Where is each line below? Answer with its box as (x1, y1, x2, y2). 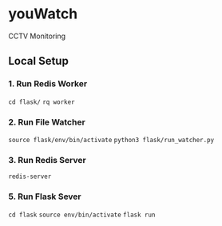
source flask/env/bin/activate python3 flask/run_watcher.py (8, 136, 214, 144)
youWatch (8, 5, 78, 23)
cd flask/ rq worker (8, 97, 75, 106)
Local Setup (8, 54, 69, 68)
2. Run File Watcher (8, 117, 85, 128)
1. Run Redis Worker (8, 78, 88, 89)
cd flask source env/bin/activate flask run (8, 211, 156, 219)
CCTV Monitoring (8, 31, 66, 41)
